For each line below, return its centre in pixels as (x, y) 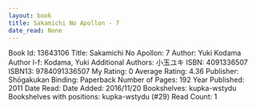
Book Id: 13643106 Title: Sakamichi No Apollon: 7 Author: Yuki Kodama (125, 53)
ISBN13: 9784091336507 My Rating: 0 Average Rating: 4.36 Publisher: (124, 72)
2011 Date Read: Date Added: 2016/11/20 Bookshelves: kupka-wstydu (122, 88)
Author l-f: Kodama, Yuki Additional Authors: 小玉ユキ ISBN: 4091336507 (128, 62)
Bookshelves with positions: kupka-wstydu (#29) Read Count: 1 (113, 97)
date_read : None (35, 30)
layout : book (30, 16)
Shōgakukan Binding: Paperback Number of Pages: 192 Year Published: (126, 80)
